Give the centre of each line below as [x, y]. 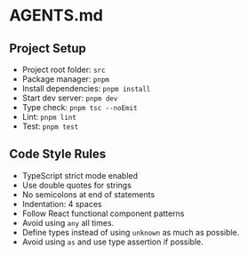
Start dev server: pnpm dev [70, 98]
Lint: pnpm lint [49, 117]
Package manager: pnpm [65, 79]
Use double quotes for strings [76, 185]
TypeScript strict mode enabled [80, 175]
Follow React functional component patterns [103, 213]
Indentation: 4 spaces [62, 204]
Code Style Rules [58, 154]
